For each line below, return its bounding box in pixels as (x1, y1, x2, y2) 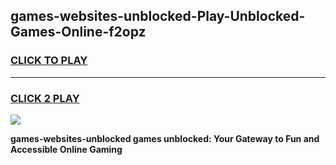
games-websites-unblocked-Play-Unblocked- (10, 8, 306, 25)
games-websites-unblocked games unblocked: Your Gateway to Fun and (10, 132, 320, 144)
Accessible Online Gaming (10, 143, 123, 155)
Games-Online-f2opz (10, 24, 147, 41)
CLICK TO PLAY (10, 54, 88, 68)
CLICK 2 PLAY (10, 91, 80, 105)
